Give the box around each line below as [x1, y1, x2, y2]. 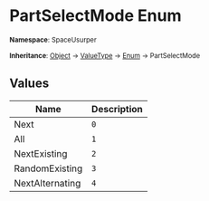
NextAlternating [14, 177, 81, 189]
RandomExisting [14, 162, 83, 175]
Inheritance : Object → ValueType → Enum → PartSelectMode [9, 51, 201, 60]
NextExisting [14, 147, 68, 159]
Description [91, 102, 143, 115]
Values [9, 76, 50, 91]
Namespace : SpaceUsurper [9, 35, 97, 44]
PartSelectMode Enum [9, 5, 182, 26]
